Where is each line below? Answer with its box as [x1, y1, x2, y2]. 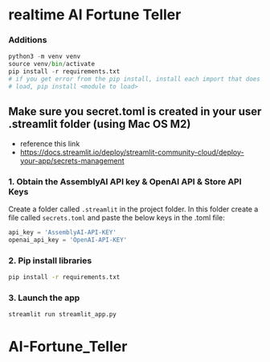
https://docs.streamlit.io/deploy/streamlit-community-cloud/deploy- [19, 147, 244, 157]
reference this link [19, 138, 80, 148]
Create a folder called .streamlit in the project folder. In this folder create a [8, 204, 259, 214]
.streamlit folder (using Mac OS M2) [8, 117, 191, 131]
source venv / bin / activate [8, 60, 95, 68]
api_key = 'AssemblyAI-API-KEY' [8, 228, 117, 237]
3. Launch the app [8, 292, 80, 303]
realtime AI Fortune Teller [8, 6, 182, 24]
